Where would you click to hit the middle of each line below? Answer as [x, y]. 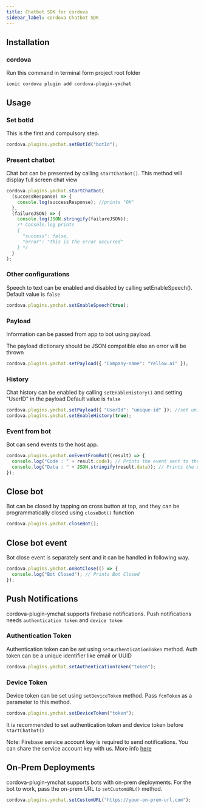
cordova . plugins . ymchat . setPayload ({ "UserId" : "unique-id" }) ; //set [97, 410]
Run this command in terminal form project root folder [73, 73]
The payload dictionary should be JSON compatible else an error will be [96, 346]
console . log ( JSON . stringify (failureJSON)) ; [73, 219]
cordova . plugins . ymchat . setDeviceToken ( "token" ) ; [70, 713]
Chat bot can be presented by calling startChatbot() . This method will [94, 173]
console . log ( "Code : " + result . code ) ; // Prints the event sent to [100, 461]
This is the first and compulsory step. [53, 133]
